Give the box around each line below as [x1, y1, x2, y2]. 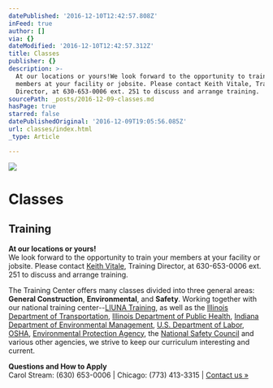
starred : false [8, 110, 60, 119]
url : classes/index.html [8, 125, 93, 133]
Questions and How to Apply [8, 361, 107, 371]
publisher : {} [8, 58, 57, 66]
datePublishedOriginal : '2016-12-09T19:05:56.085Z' [8, 118, 187, 126]
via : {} [8, 34, 35, 43]
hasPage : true [8, 102, 57, 110]
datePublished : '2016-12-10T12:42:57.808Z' [8, 11, 158, 20]
